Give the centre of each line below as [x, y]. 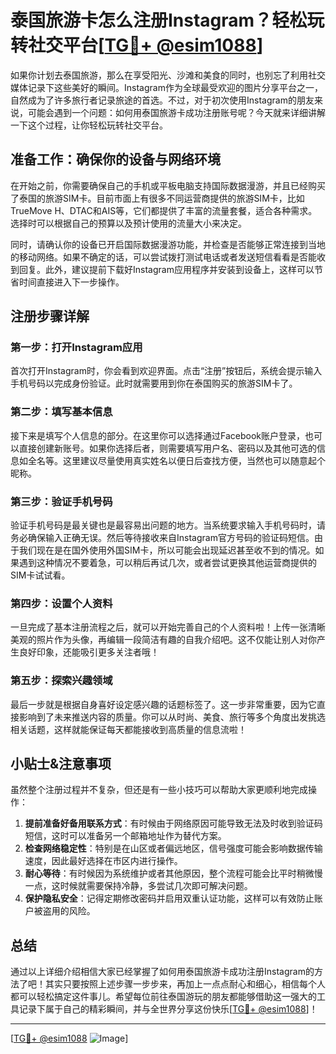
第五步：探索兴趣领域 [61, 681]
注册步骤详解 [50, 316]
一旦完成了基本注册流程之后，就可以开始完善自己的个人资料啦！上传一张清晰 [168, 627]
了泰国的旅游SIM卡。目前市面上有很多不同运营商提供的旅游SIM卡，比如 [157, 198]
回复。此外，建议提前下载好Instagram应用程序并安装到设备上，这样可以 [166, 269]
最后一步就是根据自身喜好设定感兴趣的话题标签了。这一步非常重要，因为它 [163, 704]
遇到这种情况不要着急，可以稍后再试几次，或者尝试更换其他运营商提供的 [167, 563]
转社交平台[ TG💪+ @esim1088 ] [137, 45]
